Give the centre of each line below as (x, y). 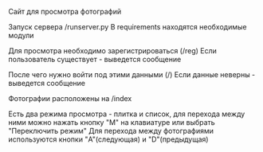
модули (21, 35)
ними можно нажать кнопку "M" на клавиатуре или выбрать (112, 122)
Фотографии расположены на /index (70, 98)
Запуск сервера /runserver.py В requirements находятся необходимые (128, 27)
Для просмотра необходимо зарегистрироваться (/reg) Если (113, 51)
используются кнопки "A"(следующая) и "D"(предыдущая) (108, 139)
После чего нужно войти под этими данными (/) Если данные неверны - (132, 74)
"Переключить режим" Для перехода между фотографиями (111, 131)
